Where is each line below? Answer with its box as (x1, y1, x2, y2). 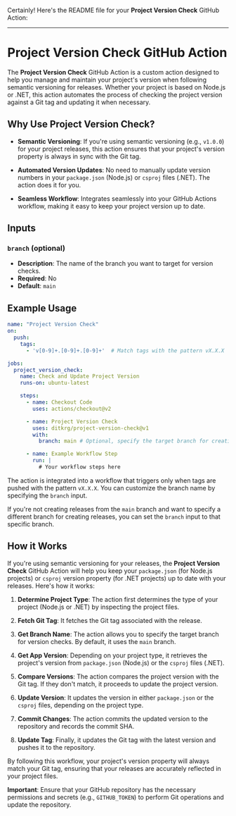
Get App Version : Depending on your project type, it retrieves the (17, 651, 208, 660)
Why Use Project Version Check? (7, 118, 155, 130)
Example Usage (7, 302, 77, 314)
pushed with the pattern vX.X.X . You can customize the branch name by (7, 483, 216, 492)
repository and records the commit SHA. (17, 722, 135, 730)
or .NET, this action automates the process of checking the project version (7, 90, 223, 99)
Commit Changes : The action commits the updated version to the (17, 715, 209, 723)
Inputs (7, 222, 37, 235)
